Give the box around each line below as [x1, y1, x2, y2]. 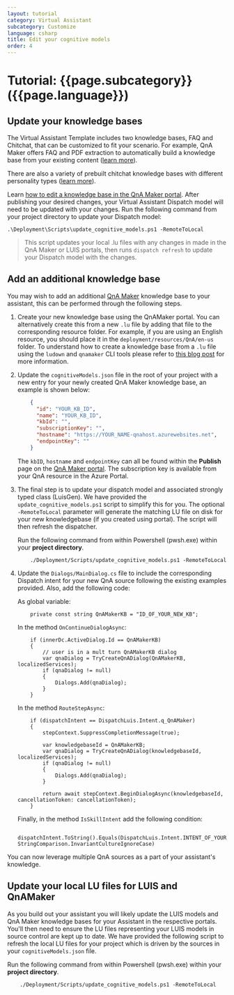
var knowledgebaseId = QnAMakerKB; [42, 741, 146, 748]
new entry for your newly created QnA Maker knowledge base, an [17, 378, 207, 386]
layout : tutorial [7, 10, 58, 17]
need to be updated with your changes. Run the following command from [7, 205, 217, 213]
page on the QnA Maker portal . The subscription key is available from [17, 464, 217, 473]
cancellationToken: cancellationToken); [17, 796, 136, 803]
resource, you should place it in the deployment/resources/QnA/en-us [17, 335, 214, 343]
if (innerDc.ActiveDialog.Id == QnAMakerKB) [30, 636, 162, 644]
